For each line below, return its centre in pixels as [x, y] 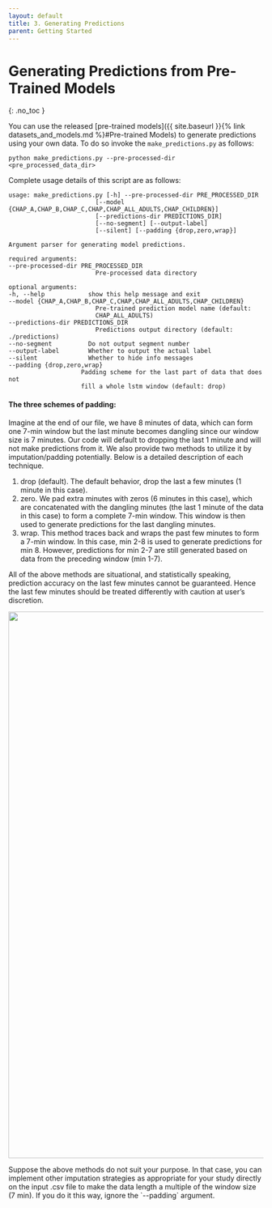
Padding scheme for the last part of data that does [172, 372]
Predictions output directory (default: [164, 330]
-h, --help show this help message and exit [104, 295]
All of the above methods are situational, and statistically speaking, [120, 574]
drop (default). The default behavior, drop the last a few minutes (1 [130, 481]
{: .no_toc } [27, 111]
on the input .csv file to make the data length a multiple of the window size [132, 1186]
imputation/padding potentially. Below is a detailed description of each [126, 457]
